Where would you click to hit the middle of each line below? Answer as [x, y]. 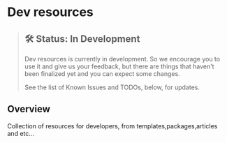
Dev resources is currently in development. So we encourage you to [122, 59]
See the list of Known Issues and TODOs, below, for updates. [112, 87]
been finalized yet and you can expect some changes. [102, 74]
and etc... [21, 133]
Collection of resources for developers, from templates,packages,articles [112, 126]
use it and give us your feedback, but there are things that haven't [119, 66]
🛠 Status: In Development [82, 39]
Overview [29, 109]
